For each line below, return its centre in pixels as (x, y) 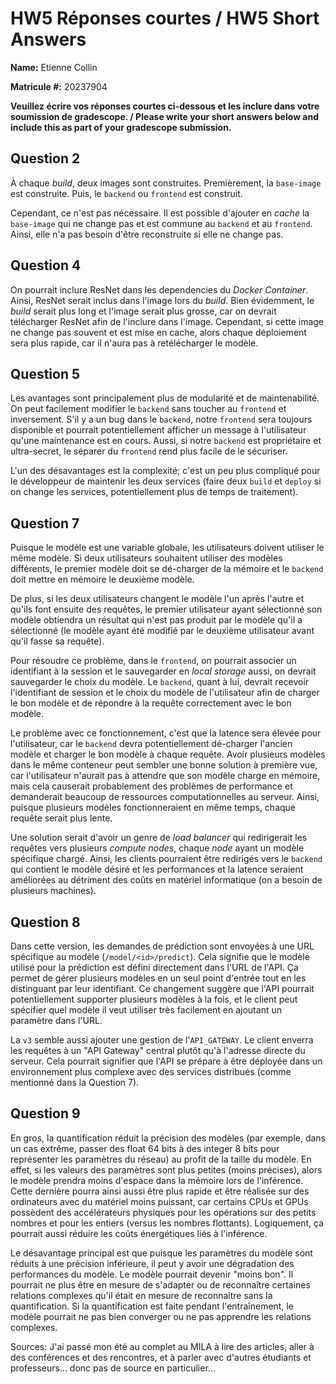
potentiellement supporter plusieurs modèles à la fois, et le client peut (154, 999)
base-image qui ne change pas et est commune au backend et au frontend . (161, 223)
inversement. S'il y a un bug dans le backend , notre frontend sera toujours (161, 419)
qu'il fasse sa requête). (57, 641)
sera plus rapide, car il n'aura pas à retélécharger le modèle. (134, 343)
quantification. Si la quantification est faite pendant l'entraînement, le (152, 1306)
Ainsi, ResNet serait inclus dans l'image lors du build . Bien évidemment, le (162, 300)
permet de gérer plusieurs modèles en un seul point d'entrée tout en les (158, 978)
